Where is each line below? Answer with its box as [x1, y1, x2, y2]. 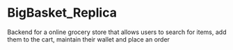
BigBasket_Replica [7, 5, 117, 21]
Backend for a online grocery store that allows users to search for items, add [7, 28, 227, 36]
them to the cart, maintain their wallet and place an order [7, 35, 170, 43]
